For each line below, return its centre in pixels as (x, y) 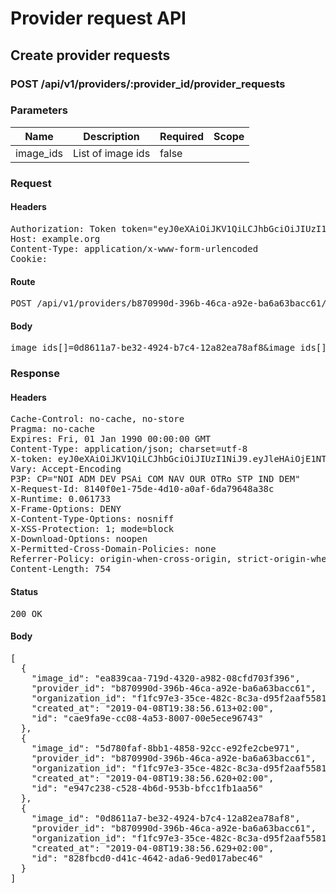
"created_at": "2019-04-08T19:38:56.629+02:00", (153, 848)
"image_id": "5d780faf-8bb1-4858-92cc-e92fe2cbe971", (166, 748)
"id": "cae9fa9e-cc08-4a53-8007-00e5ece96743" (147, 718)
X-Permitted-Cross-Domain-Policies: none (113, 549)
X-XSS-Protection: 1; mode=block (92, 529)
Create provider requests (90, 55)
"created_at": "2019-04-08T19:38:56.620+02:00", (153, 778)
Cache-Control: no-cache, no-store (97, 419)
